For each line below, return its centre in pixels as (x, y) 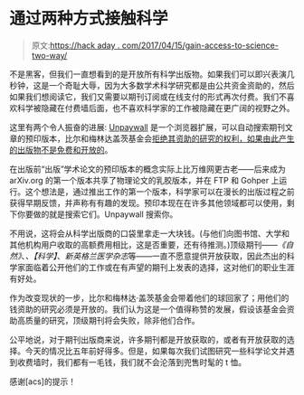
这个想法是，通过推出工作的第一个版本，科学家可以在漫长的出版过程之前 (160, 192)
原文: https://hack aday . (76, 45)
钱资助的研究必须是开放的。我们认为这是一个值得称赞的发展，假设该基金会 (148, 309)
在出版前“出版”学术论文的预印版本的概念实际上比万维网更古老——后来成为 (148, 169)
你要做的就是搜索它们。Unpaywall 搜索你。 (97, 214)
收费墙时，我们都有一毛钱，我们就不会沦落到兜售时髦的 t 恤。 (132, 362)
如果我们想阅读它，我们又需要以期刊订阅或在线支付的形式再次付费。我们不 (148, 97)
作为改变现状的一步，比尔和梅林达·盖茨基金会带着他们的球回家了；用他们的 (149, 297)
